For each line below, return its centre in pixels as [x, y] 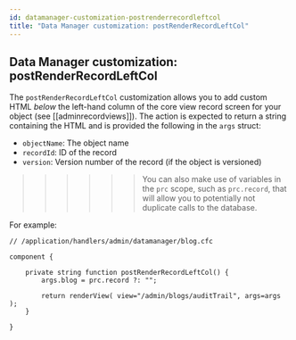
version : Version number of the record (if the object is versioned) [142, 162]
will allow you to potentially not [199, 198]
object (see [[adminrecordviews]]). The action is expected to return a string [148, 116]
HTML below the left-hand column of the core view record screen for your [145, 107]
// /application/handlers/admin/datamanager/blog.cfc [111, 242]
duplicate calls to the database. [200, 208]
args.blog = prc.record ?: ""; [99, 281]
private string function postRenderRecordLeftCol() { [127, 273]
